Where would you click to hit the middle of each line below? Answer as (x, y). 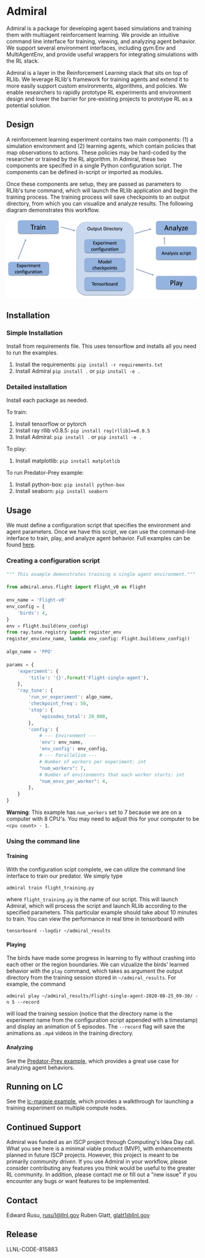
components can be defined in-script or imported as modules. (85, 172)
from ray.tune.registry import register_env (64, 632)
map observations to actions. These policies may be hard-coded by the (96, 152)
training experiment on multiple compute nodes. (67, 1108)
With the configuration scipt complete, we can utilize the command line (96, 870)
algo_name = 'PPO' (30, 652)
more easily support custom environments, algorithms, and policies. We (97, 86)
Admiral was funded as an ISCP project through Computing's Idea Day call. (101, 1142)
